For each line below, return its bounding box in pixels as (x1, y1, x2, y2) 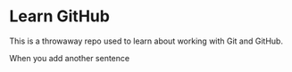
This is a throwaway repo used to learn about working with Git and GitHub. (9, 36, 284, 46)
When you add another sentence (9, 52, 130, 63)
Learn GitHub (9, 6, 110, 27)
